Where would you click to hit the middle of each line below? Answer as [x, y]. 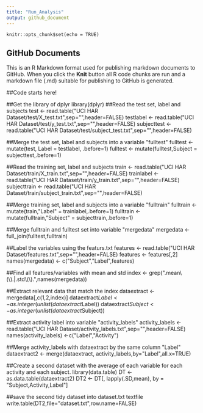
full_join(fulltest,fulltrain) [37, 236]
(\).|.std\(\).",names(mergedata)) [47, 279]
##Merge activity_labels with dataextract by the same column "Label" [94, 347]
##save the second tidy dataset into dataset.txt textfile [75, 397]
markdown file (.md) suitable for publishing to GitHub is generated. [90, 81]
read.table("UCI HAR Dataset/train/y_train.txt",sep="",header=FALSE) [93, 180]
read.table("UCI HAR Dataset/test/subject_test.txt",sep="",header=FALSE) [99, 130]
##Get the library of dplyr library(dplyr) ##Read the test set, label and [94, 104]
